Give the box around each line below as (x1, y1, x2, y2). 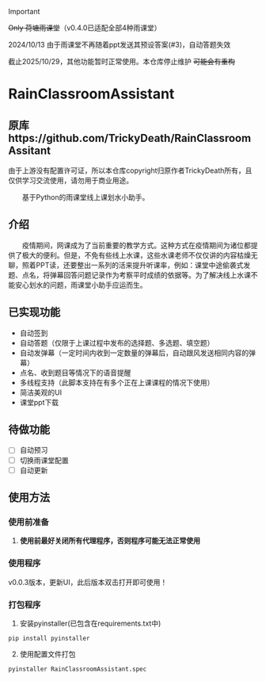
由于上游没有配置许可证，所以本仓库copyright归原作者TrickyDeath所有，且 (8, 166, 253, 175)
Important (8, 7, 40, 16)
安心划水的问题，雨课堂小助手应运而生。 (14, 280, 147, 289)
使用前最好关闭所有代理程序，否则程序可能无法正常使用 (19, 536, 200, 545)
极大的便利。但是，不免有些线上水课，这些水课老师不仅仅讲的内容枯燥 (21, 250, 251, 260)
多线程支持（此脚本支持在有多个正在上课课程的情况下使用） (19, 377, 215, 387)
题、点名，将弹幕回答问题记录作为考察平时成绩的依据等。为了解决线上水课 (8, 270, 251, 280)
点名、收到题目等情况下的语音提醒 (19, 368, 131, 377)
